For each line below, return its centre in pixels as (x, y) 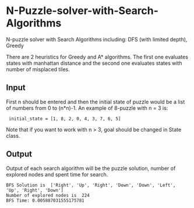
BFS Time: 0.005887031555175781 (45, 200)
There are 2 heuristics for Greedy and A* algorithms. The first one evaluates (97, 57)
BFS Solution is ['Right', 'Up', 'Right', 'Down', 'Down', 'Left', (91, 185)
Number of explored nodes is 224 (48, 195)
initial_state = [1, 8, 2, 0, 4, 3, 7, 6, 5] (65, 119)
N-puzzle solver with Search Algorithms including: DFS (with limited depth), (97, 39)
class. (13, 136)
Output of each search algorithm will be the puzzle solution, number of (91, 168)
